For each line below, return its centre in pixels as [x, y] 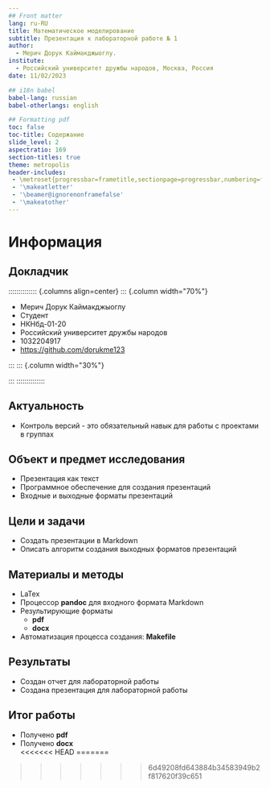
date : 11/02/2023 [37, 76]
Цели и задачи [47, 521]
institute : [27, 61]
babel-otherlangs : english [53, 106]
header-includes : [37, 172]
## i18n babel [32, 90]
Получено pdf [44, 735]
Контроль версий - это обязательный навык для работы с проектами [139, 425]
